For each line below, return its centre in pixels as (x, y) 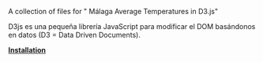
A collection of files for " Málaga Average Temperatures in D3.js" (113, 11)
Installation (27, 50)
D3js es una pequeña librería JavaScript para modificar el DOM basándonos (132, 26)
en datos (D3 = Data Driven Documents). (74, 35)
